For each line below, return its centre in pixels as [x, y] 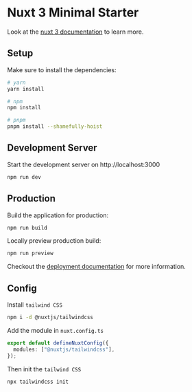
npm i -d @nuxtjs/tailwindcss [50, 318]
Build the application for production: [58, 215]
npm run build [27, 228]
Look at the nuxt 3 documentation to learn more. [75, 32]
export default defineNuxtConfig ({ [58, 343]
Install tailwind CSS [35, 305]
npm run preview [30, 253]
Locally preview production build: [54, 241]
